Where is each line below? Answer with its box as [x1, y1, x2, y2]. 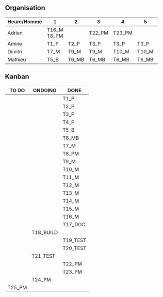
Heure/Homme [7, 18, 42, 25]
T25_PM [7, 284, 27, 291]
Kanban [5, 73, 30, 81]
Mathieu [7, 56, 26, 63]
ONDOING [33, 87, 57, 94]
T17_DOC [62, 221, 86, 228]
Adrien [7, 29, 23, 36]
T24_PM [31, 276, 51, 283]
